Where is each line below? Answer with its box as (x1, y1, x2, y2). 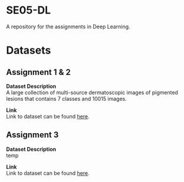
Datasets (6, 44, 51, 57)
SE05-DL (6, 4, 51, 17)
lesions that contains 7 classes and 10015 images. (6, 95, 127, 102)
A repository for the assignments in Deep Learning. (6, 23, 131, 30)
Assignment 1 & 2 (6, 67, 71, 77)
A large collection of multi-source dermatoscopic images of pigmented (6, 89, 179, 96)
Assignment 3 (6, 130, 59, 140)
